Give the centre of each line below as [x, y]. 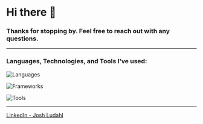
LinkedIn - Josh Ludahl [35, 115]
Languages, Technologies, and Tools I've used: [77, 61]
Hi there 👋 [31, 12]
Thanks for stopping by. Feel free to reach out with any [88, 31]
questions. [22, 39]
